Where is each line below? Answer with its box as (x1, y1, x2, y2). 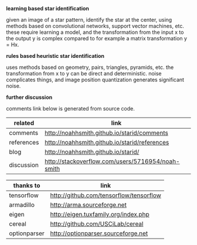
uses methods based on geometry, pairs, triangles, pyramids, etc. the (6, 64, 174, 71)
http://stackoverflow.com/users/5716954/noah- (45, 157, 180, 165)
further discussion (6, 94, 53, 101)
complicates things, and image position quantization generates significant (6, 76, 185, 83)
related (13, 119, 34, 127)
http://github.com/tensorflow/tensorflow (50, 191, 161, 199)
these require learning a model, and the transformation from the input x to (6, 29, 184, 36)
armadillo (9, 201, 35, 209)
